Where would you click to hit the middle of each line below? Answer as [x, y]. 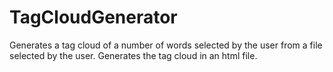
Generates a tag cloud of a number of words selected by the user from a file [166, 45]
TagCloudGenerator [93, 17]
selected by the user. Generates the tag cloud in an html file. [133, 55]
